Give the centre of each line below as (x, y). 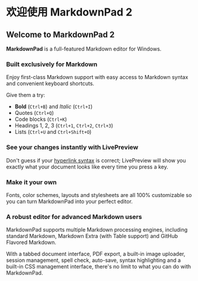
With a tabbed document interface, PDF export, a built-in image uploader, (96, 254)
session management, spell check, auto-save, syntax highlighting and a (93, 260)
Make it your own (31, 182)
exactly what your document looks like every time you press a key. (87, 167)
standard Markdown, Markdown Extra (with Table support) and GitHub (92, 236)
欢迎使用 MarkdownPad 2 (69, 12)
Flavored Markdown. (31, 242)
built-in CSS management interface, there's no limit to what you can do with (99, 267)
